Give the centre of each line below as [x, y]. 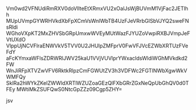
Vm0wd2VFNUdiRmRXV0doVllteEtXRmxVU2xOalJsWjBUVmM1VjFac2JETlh [97, 8]
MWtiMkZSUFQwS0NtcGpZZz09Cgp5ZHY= [70, 89]
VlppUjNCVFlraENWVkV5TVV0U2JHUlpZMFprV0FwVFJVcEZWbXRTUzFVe [97, 46]
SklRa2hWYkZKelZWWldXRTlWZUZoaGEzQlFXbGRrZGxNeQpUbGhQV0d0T [97, 83]
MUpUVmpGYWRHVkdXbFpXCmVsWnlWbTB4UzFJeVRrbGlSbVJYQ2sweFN [97, 21]
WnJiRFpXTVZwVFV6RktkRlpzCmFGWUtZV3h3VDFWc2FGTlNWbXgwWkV [97, 71]
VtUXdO [16, 39]
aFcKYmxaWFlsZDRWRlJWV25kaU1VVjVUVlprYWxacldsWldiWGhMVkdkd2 [97, 58]
